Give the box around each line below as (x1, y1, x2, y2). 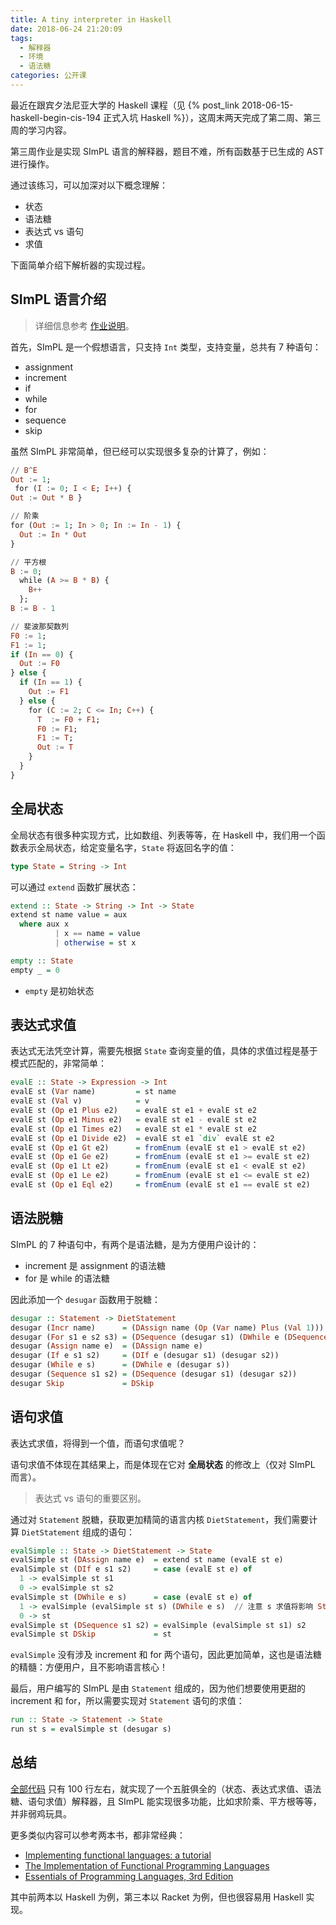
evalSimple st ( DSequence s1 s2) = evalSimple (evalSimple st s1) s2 (10, 1620, 307, 1630)
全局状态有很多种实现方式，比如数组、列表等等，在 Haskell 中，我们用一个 (10, 829, 317, 841)
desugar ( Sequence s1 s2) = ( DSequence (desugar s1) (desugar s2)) (10, 1369, 298, 1379)
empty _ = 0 (10, 965, 60, 975)
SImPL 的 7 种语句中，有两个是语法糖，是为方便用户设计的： (10, 1238, 260, 1250)
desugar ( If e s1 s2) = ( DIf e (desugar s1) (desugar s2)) (10, 1351, 280, 1361)
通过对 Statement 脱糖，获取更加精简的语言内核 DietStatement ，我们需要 (10, 1513, 310, 1525)
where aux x (19, 919, 70, 930)
